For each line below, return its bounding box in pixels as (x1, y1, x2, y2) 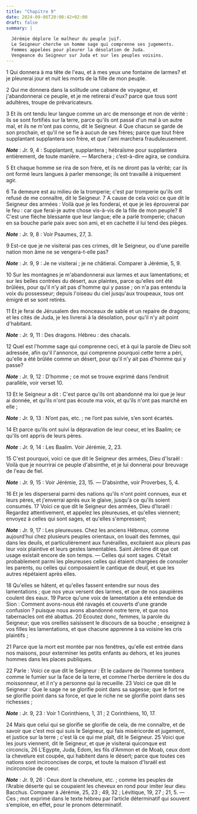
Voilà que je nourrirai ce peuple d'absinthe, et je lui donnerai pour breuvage (6, 461, 189, 468)
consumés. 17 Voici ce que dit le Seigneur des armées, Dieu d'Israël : (6, 502, 173, 509)
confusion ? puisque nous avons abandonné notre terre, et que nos (6, 606, 169, 613)
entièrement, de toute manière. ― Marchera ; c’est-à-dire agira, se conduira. (6, 152, 191, 159)
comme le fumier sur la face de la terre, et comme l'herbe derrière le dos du (6, 673, 189, 680)
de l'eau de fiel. (6, 467, 44, 474)
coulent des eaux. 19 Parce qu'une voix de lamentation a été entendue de (6, 594, 184, 601)
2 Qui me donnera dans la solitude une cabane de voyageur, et (6, 86, 158, 93)
